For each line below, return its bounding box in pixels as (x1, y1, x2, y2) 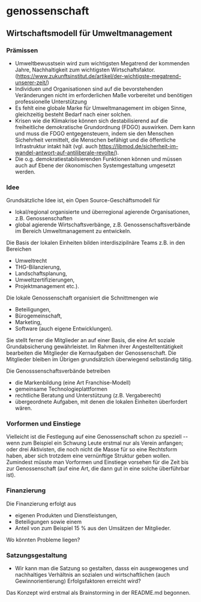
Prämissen (6, 46, 38, 55)
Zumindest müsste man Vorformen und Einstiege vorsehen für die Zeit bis (6, 459, 189, 466)
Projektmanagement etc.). (14, 283, 79, 290)
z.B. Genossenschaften (14, 215, 73, 222)
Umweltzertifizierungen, (14, 276, 75, 283)
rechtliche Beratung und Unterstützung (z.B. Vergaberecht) (14, 392, 161, 399)
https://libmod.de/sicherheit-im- (98, 142, 179, 149)
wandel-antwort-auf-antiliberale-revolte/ (14, 149, 116, 156)
